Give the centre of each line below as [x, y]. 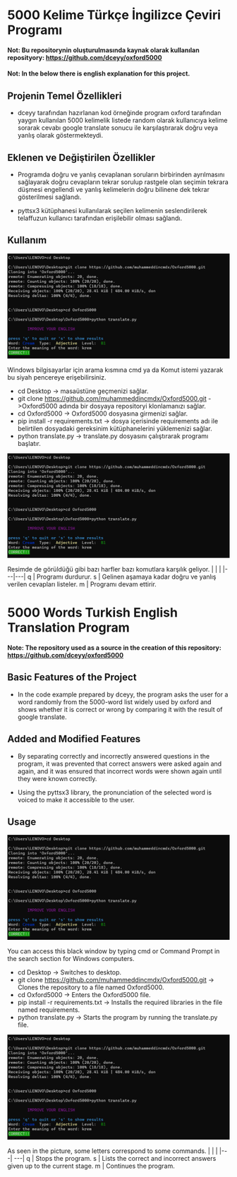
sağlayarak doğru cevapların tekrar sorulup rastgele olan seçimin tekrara [123, 182]
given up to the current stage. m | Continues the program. [91, 1166]
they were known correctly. [57, 778]
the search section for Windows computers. [71, 959]
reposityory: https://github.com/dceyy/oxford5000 [85, 57]
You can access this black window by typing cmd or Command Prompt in [114, 951]
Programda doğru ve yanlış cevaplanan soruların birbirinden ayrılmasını [121, 174]
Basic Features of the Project [72, 677]
